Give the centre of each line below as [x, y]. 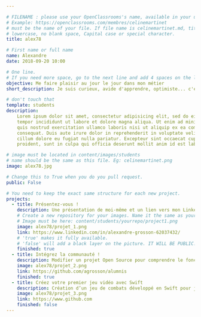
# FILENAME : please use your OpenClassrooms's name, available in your [99, 17]
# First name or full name [40, 50]
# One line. [21, 72]
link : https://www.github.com [55, 299]
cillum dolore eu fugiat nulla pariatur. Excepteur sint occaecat [101, 138]
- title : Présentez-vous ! [45, 204]
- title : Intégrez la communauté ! [56, 255]
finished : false [37, 305]
